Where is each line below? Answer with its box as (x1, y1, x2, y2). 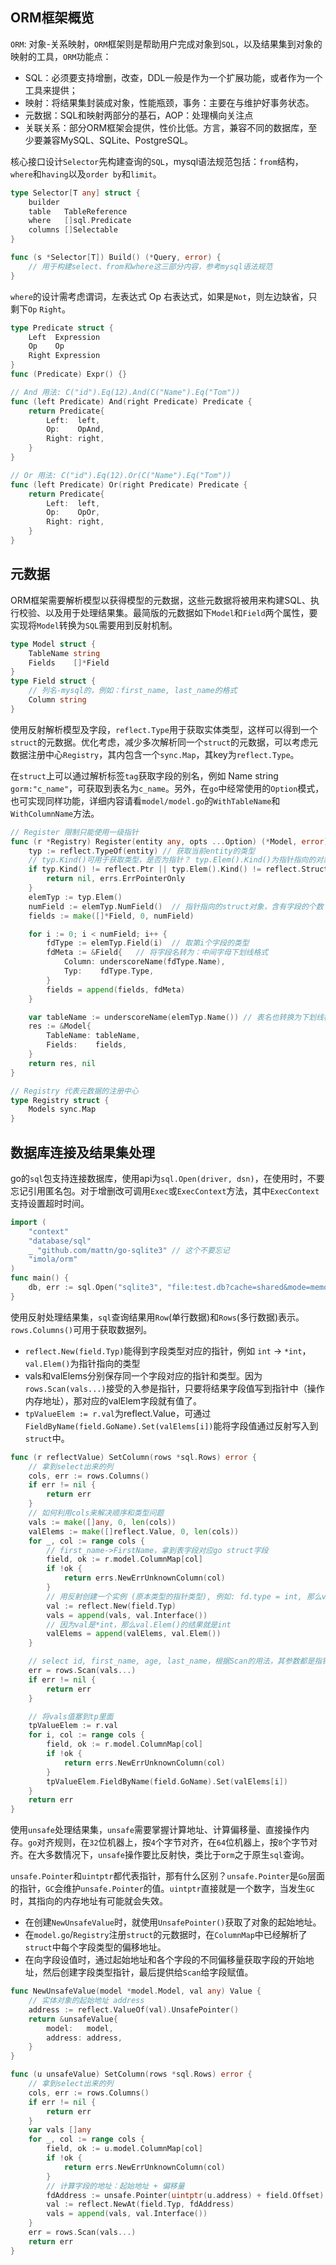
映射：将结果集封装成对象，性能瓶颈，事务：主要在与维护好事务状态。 (24, 96, 315, 108)
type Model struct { (10, 639, 97, 649)
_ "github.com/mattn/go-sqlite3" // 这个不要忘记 (28, 1245, 230, 1255)
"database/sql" (28, 1236, 92, 1246)
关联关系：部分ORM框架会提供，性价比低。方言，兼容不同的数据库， (24, 121, 309, 133)
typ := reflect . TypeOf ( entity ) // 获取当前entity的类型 (28, 846, 256, 856)
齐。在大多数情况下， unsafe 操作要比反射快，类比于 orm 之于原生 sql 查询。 (10, 1849, 310, 1861)
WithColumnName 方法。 (10, 807, 100, 819)
